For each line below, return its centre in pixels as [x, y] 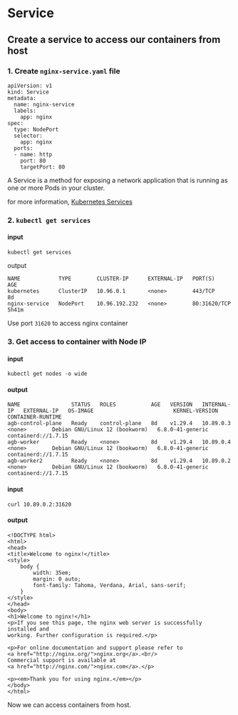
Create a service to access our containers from [114, 40]
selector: [28, 136]
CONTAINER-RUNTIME [35, 417]
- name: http [33, 154]
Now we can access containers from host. [69, 704]
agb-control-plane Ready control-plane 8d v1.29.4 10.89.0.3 [119, 424]
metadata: [22, 98]
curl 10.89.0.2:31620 [40, 504]
